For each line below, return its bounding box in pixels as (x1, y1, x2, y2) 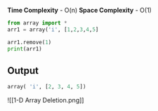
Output (7, 65, 39, 77)
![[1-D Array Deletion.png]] (7, 96, 84, 105)
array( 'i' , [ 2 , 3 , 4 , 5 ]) (7, 84, 86, 91)
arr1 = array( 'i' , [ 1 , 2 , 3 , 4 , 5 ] (7, 26, 99, 33)
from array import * (7, 20, 68, 27)
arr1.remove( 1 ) (7, 39, 52, 46)
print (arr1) (7, 45, 42, 52)
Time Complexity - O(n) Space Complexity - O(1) (7, 6, 152, 14)
